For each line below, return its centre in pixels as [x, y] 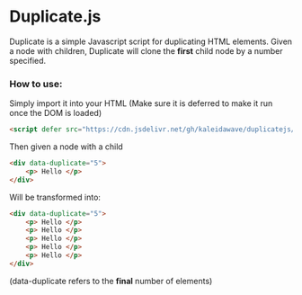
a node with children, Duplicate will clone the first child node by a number [146, 50]
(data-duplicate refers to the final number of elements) [111, 281]
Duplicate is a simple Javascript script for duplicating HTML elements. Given [151, 41]
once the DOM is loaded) [56, 113]
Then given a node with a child [66, 147]
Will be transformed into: [55, 197]
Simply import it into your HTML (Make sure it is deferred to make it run [141, 103]
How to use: [36, 84]
